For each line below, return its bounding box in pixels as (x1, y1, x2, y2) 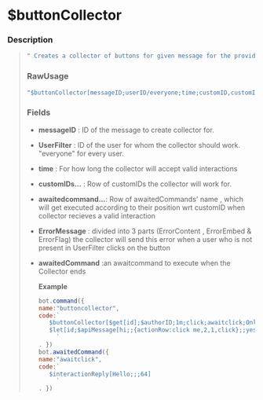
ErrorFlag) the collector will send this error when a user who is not (38, 234, 253, 244)
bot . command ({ (38, 297, 85, 305)
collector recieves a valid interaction (38, 211, 156, 220)
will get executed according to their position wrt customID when (38, 203, 246, 212)
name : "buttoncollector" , (38, 304, 120, 312)
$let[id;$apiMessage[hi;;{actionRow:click (49, 326, 190, 334)
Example (38, 281, 68, 291)
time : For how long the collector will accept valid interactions (38, 163, 238, 173)
